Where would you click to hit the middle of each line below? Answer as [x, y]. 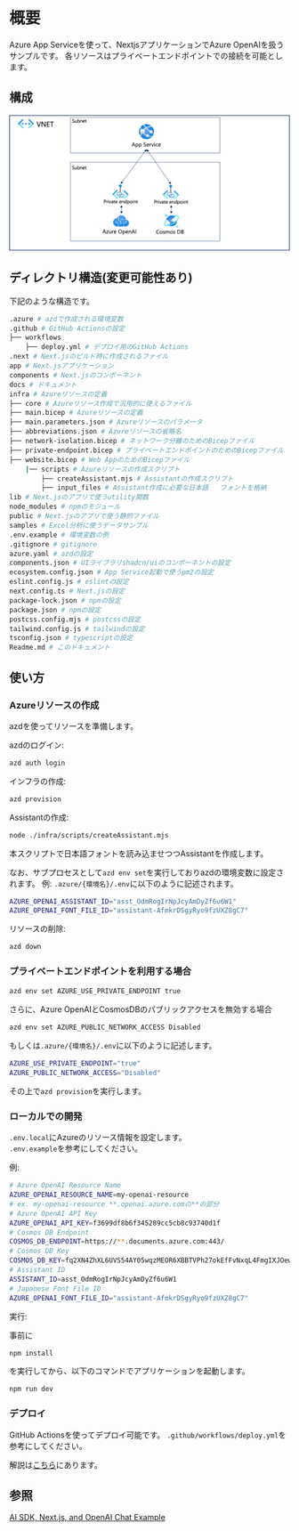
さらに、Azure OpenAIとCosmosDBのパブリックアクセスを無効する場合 [141, 1009]
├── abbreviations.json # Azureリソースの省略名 [96, 432]
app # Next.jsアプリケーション [61, 366]
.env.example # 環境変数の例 [59, 535]
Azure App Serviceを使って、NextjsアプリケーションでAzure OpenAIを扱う [147, 45]
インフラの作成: [38, 781]
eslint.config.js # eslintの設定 [69, 582]
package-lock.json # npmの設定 [65, 600]
